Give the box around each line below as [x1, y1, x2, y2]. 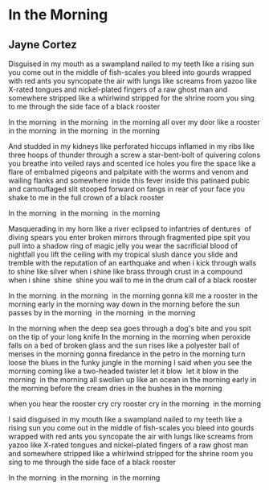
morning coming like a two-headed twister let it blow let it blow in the [8, 366, 239, 376]
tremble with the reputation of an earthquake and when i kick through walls [8, 258, 257, 267]
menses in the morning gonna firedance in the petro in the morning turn [8, 349, 246, 359]
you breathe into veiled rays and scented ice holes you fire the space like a [8, 159, 256, 168]
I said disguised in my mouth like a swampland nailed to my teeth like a [8, 414, 243, 424]
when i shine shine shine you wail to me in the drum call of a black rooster [8, 275, 257, 285]
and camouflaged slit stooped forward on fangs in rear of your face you [8, 184, 246, 194]
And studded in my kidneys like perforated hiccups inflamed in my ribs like [8, 142, 255, 150]
